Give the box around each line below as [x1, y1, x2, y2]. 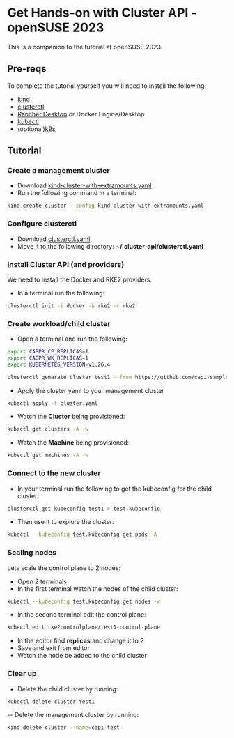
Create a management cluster [7, 166, 110, 176]
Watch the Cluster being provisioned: [17, 413, 125, 421]
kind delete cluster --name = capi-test [7, 724, 120, 731]
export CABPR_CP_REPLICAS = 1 [7, 348, 89, 355]
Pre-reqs [7, 63, 47, 75]
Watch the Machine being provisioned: [17, 438, 130, 447]
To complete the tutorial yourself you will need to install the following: [7, 82, 207, 90]
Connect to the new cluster [7, 468, 101, 478]
